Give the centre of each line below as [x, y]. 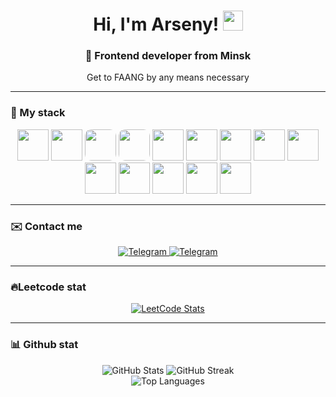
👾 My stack [38, 113]
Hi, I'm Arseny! [156, 24]
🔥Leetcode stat [48, 287]
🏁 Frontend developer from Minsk [168, 56]
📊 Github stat [44, 345]
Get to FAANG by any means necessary [168, 77]
